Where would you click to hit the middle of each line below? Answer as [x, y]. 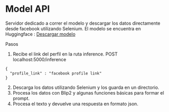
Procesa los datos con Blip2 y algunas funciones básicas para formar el [88, 92]
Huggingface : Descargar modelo [40, 34]
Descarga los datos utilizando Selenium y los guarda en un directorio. [86, 87]
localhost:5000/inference [39, 59]
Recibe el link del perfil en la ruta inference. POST [65, 54]
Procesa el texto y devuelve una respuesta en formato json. [75, 104]
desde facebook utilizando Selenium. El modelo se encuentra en [73, 28]
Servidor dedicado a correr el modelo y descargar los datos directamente [83, 23]
